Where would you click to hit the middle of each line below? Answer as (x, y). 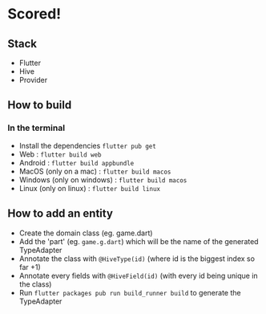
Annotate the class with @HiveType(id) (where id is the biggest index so (137, 259)
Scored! (34, 14)
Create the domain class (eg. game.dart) (86, 233)
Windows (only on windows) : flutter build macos (103, 179)
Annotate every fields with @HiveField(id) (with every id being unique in (138, 275)
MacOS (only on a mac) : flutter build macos (95, 171)
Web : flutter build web (60, 154)
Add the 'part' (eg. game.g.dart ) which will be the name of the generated (139, 241)
